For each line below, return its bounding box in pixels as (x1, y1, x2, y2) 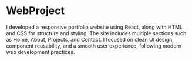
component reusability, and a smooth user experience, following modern (6, 42, 182, 49)
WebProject (6, 4, 65, 18)
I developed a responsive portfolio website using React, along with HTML (6, 23, 183, 30)
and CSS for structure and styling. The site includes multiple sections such (6, 29, 187, 36)
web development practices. (6, 48, 75, 55)
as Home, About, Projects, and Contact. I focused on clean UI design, (6, 36, 174, 43)
